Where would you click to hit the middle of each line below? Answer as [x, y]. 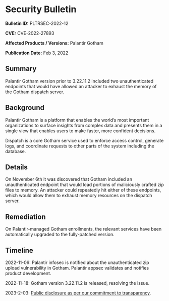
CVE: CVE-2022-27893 [30, 33]
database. [16, 151]
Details [16, 167]
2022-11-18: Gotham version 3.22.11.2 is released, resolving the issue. [77, 283]
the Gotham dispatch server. [35, 92]
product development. [28, 273]
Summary [21, 69]
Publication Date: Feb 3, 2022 [37, 53]
